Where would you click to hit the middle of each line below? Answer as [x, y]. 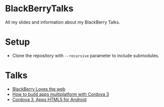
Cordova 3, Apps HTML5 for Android [49, 99]
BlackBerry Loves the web [39, 89]
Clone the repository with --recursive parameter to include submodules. [86, 55]
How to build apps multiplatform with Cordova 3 [61, 94]
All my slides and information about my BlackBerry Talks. [63, 22]
